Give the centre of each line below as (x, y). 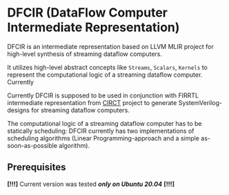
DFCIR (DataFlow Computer (87, 13)
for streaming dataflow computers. (80, 110)
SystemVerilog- (200, 102)
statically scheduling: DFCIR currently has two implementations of (101, 131)
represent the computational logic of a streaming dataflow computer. (105, 75)
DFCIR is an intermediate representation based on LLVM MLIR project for (110, 46)
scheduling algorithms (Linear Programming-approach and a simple (103, 138)
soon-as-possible (32, 145)
